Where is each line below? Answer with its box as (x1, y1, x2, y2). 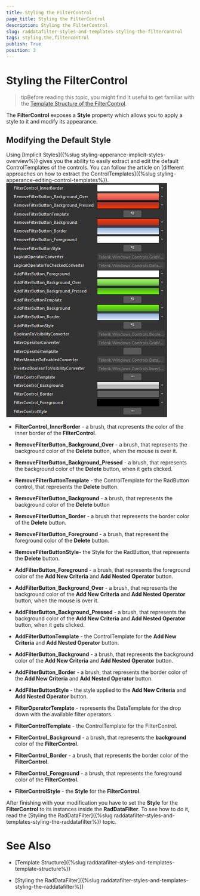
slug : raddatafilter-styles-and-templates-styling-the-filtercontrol (6, 29, 183, 35)
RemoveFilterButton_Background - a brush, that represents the (14, 494, 173, 501)
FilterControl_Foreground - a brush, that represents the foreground (14, 769, 182, 777)
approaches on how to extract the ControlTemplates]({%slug (6, 170, 156, 177)
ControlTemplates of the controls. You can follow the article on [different (6, 164, 184, 171)
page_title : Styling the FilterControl (6, 16, 106, 22)
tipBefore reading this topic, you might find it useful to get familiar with (20, 93, 195, 101)
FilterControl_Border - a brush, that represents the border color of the (14, 752, 189, 759)
